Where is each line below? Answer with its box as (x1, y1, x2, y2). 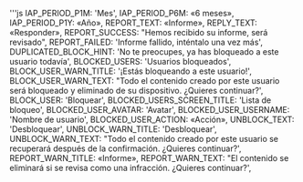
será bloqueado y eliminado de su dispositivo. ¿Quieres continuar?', (9, 86, 264, 96)
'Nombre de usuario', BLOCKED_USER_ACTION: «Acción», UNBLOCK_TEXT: (9, 114, 295, 125)
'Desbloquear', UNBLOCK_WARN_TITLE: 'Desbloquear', (9, 124, 217, 135)
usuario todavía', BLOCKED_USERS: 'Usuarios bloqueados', (9, 56, 232, 66)
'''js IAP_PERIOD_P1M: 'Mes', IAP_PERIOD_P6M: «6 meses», (9, 8, 235, 18)
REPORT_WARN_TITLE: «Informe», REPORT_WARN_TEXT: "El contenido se (9, 153, 289, 163)
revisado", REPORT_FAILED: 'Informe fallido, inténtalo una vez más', (9, 36, 263, 47)
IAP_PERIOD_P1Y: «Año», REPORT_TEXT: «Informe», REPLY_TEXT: (9, 17, 257, 28)
